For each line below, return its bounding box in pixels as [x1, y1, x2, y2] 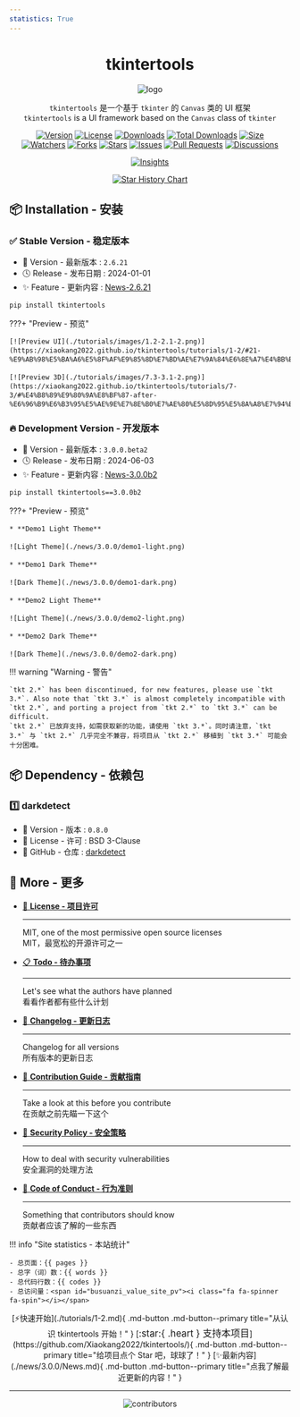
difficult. [9, 712, 50, 722]
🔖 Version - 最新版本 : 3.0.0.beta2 [21, 444, 148, 455]
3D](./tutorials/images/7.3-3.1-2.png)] [53, 373, 205, 382]
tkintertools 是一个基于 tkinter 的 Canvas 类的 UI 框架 [48, 102, 252, 113]
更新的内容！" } [125, 1371, 183, 1382]
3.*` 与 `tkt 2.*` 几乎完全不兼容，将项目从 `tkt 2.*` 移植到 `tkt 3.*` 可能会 [9, 732, 287, 741]
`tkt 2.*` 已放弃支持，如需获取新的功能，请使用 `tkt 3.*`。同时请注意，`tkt [9, 722, 272, 731]
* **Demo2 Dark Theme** [9, 632, 98, 641]
